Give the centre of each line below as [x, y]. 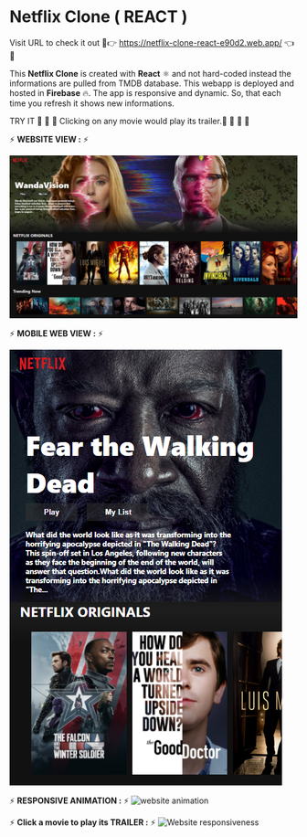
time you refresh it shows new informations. [92, 103]
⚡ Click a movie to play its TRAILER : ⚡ [83, 822]
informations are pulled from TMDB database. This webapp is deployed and [152, 83]
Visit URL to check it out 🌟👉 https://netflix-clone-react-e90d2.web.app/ [146, 42]
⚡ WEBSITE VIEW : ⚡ [49, 139]
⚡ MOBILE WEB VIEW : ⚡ [56, 333]
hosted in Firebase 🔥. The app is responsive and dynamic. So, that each [145, 92]
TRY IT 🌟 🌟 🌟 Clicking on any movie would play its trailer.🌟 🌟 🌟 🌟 [130, 121]
